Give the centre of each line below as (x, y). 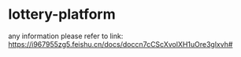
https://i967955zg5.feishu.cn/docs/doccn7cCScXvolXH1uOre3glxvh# (120, 44)
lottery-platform (62, 14)
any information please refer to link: (66, 36)
